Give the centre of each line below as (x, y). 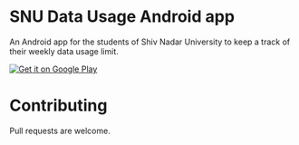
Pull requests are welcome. (60, 130)
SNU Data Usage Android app (122, 17)
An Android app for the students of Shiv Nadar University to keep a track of (150, 42)
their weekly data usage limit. (64, 51)
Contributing (58, 106)
